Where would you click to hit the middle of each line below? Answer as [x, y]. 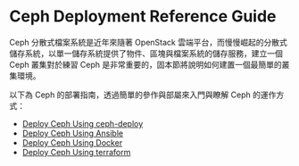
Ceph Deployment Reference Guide [143, 17]
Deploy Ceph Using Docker [72, 142]
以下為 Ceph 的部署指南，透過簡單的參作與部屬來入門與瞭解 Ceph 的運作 [143, 95]
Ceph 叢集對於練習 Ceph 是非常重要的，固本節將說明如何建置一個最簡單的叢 [149, 64]
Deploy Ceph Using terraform [76, 152]
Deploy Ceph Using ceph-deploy [83, 123]
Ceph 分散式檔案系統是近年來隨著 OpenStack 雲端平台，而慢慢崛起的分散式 [148, 42]
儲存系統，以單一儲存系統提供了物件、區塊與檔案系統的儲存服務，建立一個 [146, 53]
